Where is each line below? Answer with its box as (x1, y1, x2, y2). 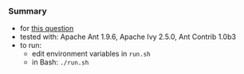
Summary (8, 6, 48, 17)
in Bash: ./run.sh (31, 57, 89, 67)
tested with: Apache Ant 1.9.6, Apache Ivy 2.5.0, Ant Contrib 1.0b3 (19, 32, 237, 41)
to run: (19, 41, 42, 50)
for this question (19, 24, 74, 33)
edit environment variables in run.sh (31, 49, 151, 59)
